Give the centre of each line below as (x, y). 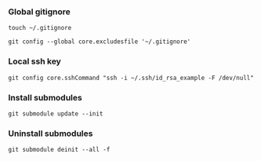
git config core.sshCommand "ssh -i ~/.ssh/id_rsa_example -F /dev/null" (131, 78)
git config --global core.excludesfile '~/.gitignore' (100, 42)
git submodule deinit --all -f (59, 150)
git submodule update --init (56, 113)
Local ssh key (34, 61)
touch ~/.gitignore (40, 28)
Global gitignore (39, 12)
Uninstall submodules (51, 134)
